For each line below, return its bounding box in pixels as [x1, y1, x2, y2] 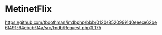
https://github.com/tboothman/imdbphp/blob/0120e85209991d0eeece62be [5, 19, 157, 25]
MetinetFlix [5, 3, 52, 15]
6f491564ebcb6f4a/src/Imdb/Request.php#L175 [5, 24, 101, 30]
